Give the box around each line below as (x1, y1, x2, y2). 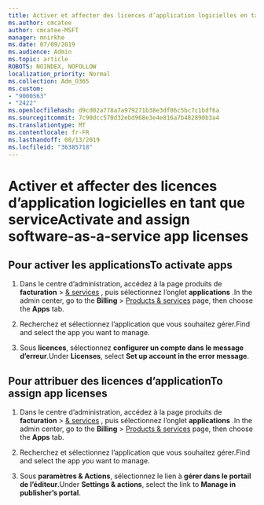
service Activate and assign (8, 210, 190, 228)
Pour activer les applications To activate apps (8, 258, 233, 271)
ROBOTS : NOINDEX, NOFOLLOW (8, 63, 97, 71)
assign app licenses (8, 386, 108, 400)
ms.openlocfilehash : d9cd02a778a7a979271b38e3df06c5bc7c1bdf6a (8, 107, 220, 115)
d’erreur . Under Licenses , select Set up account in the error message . (19, 352, 250, 361)
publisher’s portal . (19, 488, 81, 498)
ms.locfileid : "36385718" (8, 143, 93, 151)
